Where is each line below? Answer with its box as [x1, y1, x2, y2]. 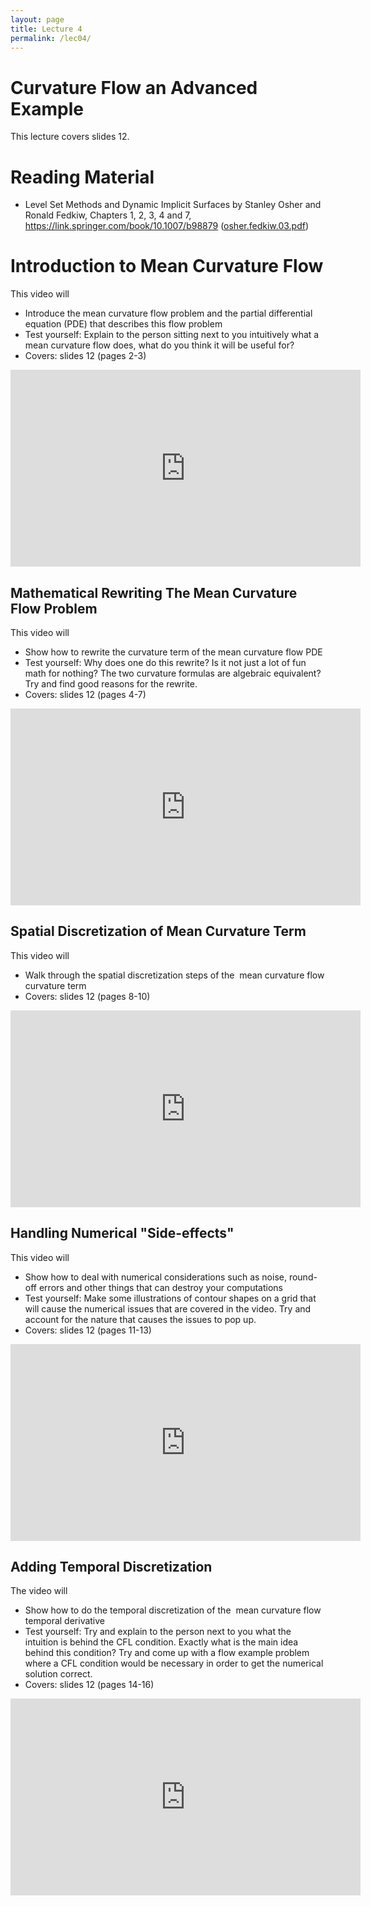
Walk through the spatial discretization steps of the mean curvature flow [24, 969, 325, 981]
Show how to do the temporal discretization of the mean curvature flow [24, 1604, 322, 1616]
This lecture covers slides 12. [10, 131, 130, 143]
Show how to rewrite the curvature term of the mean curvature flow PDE [24, 646, 323, 658]
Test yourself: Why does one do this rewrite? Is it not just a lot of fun [24, 657, 307, 668]
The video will [10, 1585, 68, 1597]
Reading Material [10, 166, 155, 188]
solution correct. [24, 1668, 93, 1680]
